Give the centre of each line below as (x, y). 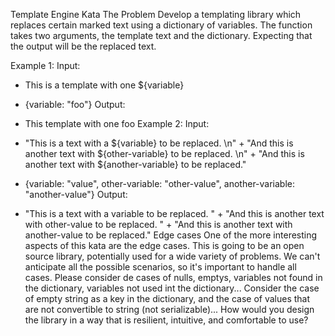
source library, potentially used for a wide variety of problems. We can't (172, 256)
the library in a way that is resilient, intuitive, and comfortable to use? (166, 320)
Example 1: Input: (45, 65)
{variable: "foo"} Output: (75, 104)
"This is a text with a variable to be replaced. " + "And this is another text (174, 213)
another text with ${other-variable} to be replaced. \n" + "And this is (164, 153)
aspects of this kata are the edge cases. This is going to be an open (164, 245)
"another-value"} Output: (76, 194)
